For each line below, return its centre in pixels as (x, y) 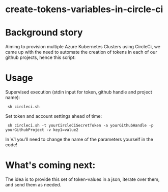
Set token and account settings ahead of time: (54, 116)
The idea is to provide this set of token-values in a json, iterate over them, (82, 179)
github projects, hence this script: (40, 57)
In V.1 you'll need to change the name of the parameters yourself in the (79, 139)
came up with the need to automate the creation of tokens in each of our (81, 52)
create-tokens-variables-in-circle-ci (84, 9)
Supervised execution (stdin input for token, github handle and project (79, 92)
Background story (44, 33)
